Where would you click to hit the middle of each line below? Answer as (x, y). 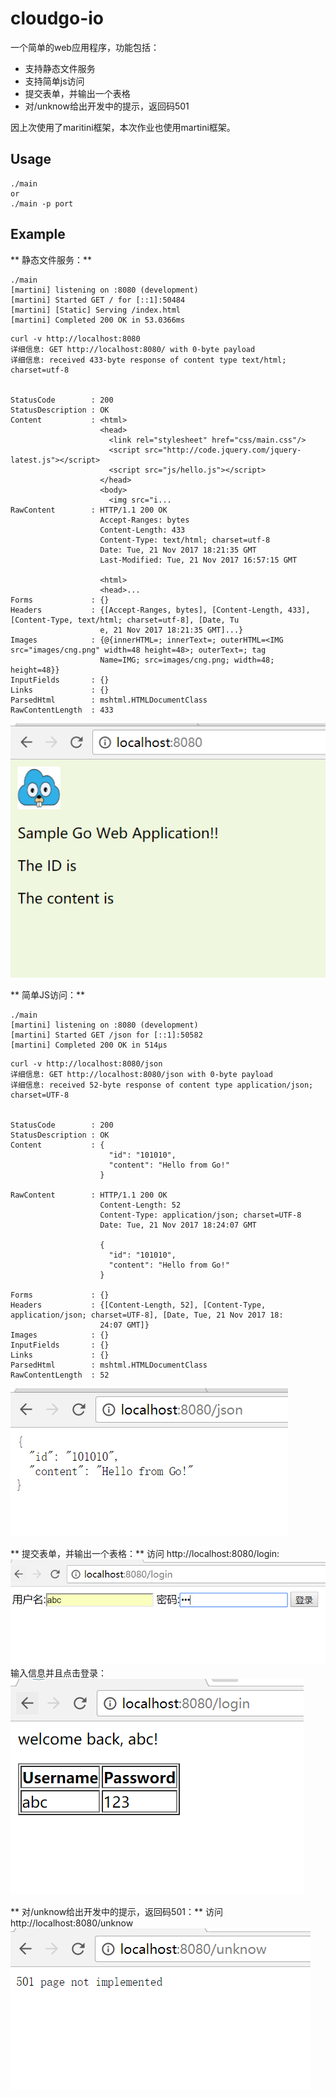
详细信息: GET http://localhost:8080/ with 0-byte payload (133, 349)
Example (38, 234)
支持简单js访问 (54, 81)
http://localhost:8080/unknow (72, 1923)
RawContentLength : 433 (62, 710)
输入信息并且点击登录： (58, 1673)
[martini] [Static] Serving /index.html (96, 310)
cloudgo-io (57, 18)
